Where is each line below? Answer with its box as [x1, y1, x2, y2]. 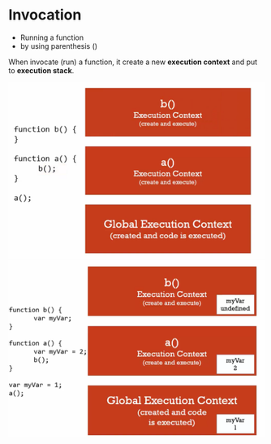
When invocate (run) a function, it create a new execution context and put [8, 57, 258, 67]
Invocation [8, 6, 82, 24]
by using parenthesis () [19, 41, 98, 50]
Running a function [19, 33, 84, 42]
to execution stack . [8, 65, 75, 75]
